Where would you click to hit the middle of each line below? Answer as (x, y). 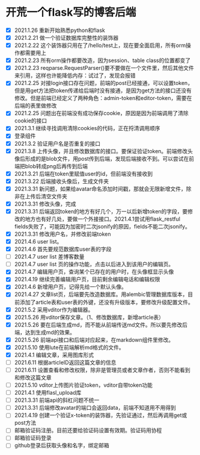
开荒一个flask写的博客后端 (71, 12)
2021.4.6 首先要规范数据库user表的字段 (63, 249)
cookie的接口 (31, 121)
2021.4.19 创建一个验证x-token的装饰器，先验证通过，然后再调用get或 (101, 415)
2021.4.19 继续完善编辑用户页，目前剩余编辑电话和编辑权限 (87, 279)
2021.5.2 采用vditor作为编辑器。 (54, 309)
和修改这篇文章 (33, 378)
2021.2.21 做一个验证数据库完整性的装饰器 (66, 38)
